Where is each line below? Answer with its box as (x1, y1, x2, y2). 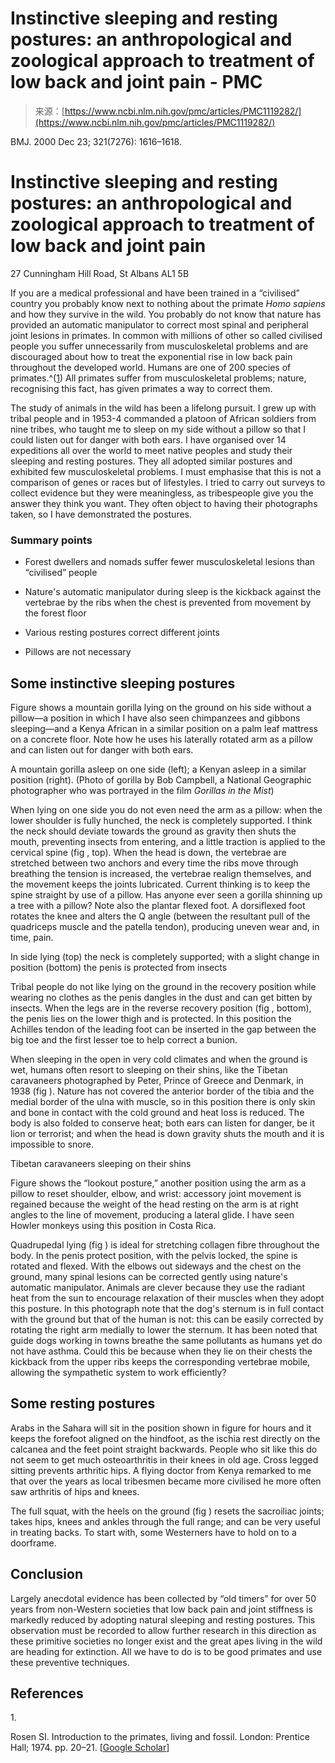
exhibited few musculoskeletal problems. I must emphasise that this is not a (10, 465, 322, 477)
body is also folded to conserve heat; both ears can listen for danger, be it (10, 1117, 315, 1129)
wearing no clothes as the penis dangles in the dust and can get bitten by (10, 991, 313, 1003)
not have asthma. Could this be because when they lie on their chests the (10, 1345, 313, 1357)
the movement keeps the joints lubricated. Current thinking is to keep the (10, 878, 311, 890)
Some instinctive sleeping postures (10, 675, 236, 692)
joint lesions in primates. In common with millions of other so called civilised (10, 329, 323, 341)
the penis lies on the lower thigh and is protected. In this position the (10, 1012, 292, 1024)
